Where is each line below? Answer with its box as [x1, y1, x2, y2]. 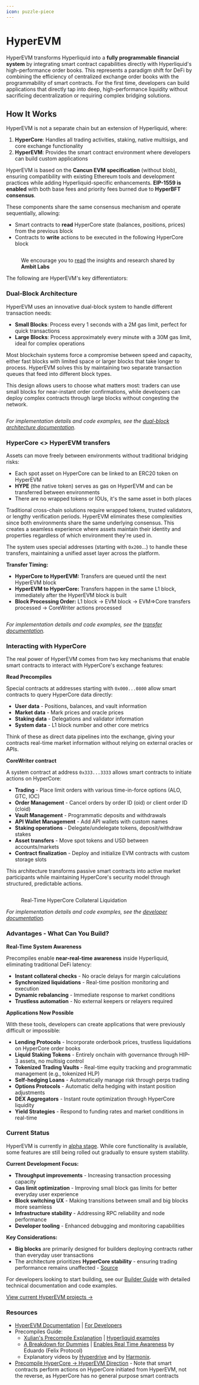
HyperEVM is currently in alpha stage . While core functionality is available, [6, 1142, 188, 1149]
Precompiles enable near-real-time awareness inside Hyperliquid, [6, 954, 169, 962]
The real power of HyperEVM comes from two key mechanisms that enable [6, 656, 190, 663]
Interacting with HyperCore [6, 642, 87, 650]
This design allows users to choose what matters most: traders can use [6, 381, 181, 389]
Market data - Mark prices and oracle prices [14, 709, 124, 716]
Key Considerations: [6, 1234, 58, 1241]
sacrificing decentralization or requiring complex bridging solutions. [6, 91, 172, 99]
